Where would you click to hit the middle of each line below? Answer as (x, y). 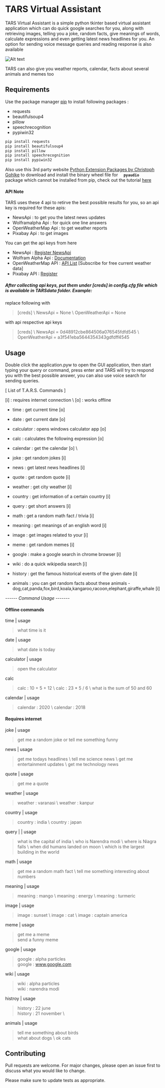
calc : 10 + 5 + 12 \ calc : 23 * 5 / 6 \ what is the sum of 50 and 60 (84, 688)
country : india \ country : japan (49, 822)
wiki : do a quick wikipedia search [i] (50, 564)
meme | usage (20, 925)
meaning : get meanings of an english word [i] (59, 526)
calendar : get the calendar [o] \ (45, 448)
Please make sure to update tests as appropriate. (55, 1081)
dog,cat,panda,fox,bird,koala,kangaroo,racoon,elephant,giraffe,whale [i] (86, 589)
